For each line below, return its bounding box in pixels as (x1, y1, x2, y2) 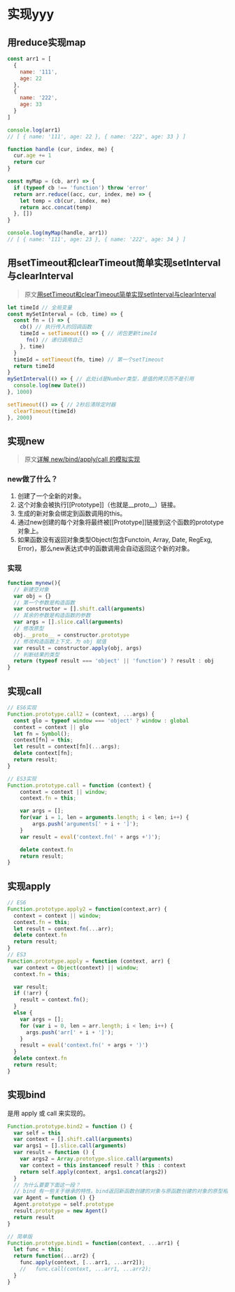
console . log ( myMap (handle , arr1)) (7, 229, 108, 236)
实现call (7, 685, 42, 697)
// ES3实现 (7, 775, 37, 782)
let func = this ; (13, 1246, 64, 1253)
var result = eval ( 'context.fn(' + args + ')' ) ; (20, 833, 161, 840)
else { (13, 1009, 33, 1016)
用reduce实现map (7, 36, 86, 48)
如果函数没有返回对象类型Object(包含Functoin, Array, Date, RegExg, (17, 535, 213, 544)
